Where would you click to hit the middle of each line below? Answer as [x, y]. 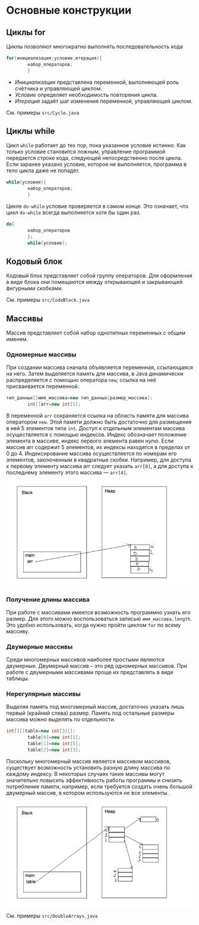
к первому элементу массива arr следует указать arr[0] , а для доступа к [100, 466]
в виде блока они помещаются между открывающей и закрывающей [94, 282]
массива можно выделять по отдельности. [61, 719]
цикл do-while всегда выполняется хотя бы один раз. [74, 213]
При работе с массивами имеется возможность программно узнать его [99, 612]
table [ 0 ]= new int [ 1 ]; [54, 737]
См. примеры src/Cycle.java [43, 112]
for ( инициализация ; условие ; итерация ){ [54, 58]
